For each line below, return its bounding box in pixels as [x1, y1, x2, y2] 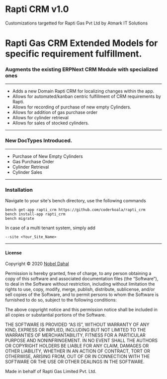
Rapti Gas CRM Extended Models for [5, 37, 158, 49]
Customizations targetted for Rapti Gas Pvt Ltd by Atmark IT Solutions [5, 20, 148, 26]
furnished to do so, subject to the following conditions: [5, 297, 117, 303]
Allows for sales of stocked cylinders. [12, 120, 89, 126]
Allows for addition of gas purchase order [12, 109, 98, 115]
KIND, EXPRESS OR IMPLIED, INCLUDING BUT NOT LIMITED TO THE [5, 327, 146, 333]
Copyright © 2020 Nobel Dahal [5, 261, 69, 267]
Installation [5, 186, 33, 193]
